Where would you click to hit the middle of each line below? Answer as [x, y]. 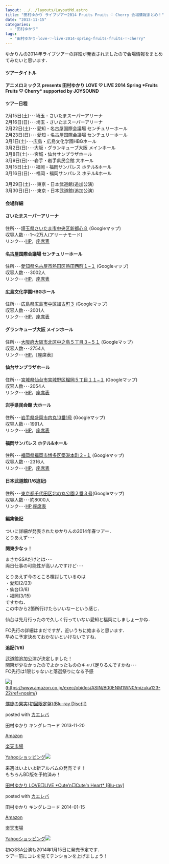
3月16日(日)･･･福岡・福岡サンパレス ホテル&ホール [59, 173]
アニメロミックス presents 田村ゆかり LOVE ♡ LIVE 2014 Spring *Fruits [82, 86]
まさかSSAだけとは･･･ [29, 559]
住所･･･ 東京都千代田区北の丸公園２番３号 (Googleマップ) [65, 493]
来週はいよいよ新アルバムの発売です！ [45, 768]
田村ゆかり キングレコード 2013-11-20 [45, 725]
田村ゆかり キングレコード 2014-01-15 [45, 807]
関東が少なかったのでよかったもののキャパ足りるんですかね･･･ [71, 665]
